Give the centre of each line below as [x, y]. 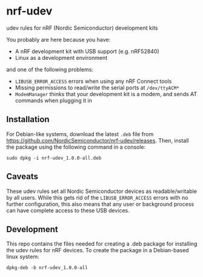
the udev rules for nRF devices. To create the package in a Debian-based [98, 250]
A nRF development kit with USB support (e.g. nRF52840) [87, 51]
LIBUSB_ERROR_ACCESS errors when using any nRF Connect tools [93, 81]
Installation [28, 119]
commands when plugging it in [54, 100]
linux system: [23, 257]
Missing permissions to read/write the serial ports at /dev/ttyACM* [97, 87]
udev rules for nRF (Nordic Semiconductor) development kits [82, 28]
